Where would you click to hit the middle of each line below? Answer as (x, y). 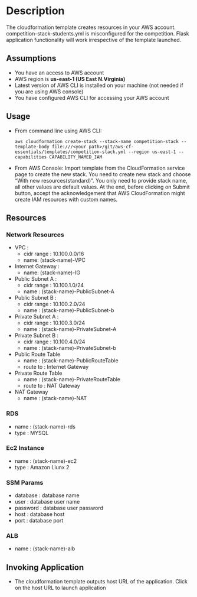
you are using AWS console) (49, 91)
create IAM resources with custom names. (66, 199)
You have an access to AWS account (59, 73)
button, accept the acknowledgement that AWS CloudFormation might (100, 193)
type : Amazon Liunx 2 (42, 467)
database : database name (47, 495)
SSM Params (25, 482)
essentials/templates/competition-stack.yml (70, 152)
